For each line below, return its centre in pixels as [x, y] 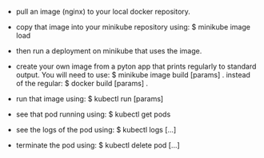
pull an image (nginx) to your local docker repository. [103, 12]
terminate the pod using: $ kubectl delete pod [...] [98, 145]
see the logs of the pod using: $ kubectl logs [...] [96, 130]
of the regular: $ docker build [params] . [82, 83]
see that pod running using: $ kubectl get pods [93, 114]
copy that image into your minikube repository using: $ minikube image [133, 27]
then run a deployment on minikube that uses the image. [109, 51]
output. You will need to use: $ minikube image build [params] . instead [133, 75]
